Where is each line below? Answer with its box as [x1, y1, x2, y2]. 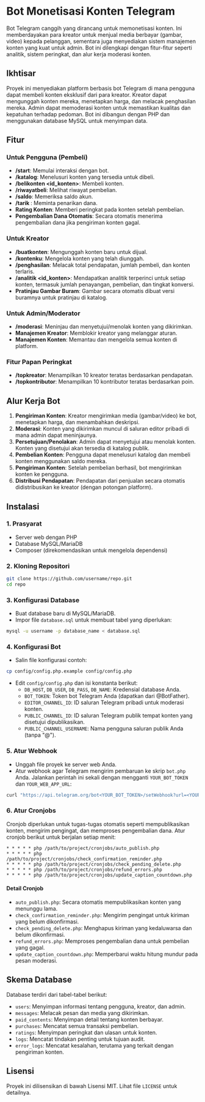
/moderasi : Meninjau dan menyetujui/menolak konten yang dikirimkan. [15, 323, 193, 330]
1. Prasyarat [6, 519, 42, 528]
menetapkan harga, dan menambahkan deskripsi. [15, 419, 140, 426]
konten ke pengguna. [15, 471, 69, 478]
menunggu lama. [15, 904, 58, 912]
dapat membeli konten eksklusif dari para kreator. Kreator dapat [6, 91, 167, 99]
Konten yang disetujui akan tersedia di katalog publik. [15, 445, 149, 452]
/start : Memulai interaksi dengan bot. [15, 167, 109, 174]
